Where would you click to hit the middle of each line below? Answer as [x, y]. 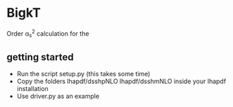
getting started [40, 57]
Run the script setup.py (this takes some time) [83, 74]
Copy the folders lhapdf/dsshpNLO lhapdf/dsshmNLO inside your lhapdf [121, 81]
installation [32, 89]
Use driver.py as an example [58, 97]
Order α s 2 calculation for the [48, 34]
